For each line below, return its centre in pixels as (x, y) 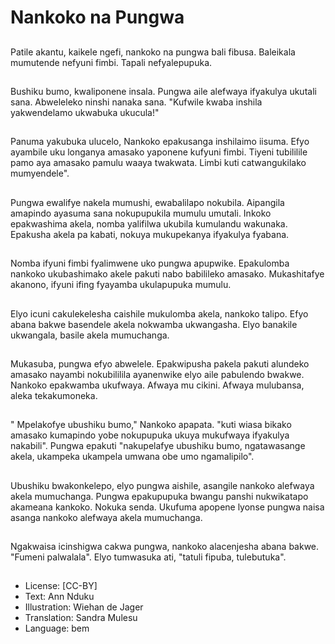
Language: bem (57, 628)
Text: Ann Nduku (59, 597)
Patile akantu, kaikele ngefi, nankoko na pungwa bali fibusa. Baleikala (153, 52)
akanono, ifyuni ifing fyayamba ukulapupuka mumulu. (121, 285)
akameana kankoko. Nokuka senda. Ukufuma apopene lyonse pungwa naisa (167, 507)
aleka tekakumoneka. (54, 395)
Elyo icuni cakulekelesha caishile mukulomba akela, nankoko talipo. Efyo (159, 313)
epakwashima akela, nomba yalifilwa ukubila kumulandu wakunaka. (149, 223)
